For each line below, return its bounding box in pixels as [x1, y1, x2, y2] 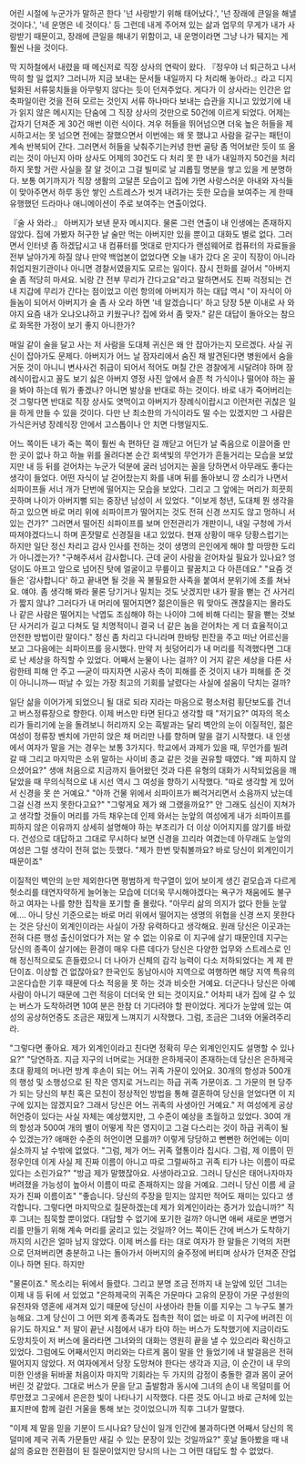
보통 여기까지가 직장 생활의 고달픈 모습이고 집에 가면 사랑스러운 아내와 [21, 176, 270, 186]
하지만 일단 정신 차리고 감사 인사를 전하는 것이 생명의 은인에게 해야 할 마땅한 [9, 541, 280, 551]
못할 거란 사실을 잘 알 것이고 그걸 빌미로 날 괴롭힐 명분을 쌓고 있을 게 [25, 164, 269, 175]
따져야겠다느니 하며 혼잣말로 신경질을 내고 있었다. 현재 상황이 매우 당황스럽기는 [9, 529, 290, 540]
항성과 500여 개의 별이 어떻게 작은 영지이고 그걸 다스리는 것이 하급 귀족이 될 [18, 1123, 289, 1133]
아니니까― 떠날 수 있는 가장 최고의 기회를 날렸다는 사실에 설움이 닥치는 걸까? [18, 677, 291, 687]
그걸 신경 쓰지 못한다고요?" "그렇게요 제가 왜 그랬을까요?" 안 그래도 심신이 [9, 799, 271, 809]
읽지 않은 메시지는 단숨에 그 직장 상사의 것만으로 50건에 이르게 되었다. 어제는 [18, 107, 291, 117]
